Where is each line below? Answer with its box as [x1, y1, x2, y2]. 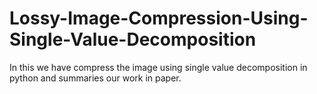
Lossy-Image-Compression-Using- [9, 7, 309, 30]
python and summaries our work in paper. [9, 72, 182, 84]
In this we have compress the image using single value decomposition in [9, 61, 308, 73]
